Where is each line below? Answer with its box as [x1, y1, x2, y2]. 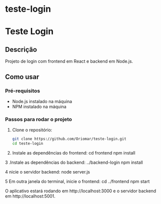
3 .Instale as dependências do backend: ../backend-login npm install [5, 159, 143, 165]
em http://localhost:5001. [5, 193, 56, 199]
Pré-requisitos [5, 87, 40, 94]
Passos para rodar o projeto [5, 116, 72, 123]
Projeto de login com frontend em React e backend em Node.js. [5, 58, 133, 64]
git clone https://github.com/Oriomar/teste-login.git [12, 136, 127, 142]
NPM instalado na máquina [12, 103, 67, 109]
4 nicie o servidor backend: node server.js [5, 169, 91, 175]
